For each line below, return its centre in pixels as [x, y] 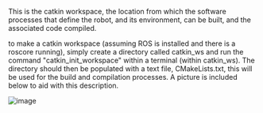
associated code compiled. [52, 28]
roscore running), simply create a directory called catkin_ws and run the [126, 52]
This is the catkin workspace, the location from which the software [117, 11]
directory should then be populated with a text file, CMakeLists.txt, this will [130, 69]
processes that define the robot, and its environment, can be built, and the [130, 20]
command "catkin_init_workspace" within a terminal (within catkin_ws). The [132, 60]
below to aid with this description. [64, 85]
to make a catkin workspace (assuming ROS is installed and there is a [122, 43]
